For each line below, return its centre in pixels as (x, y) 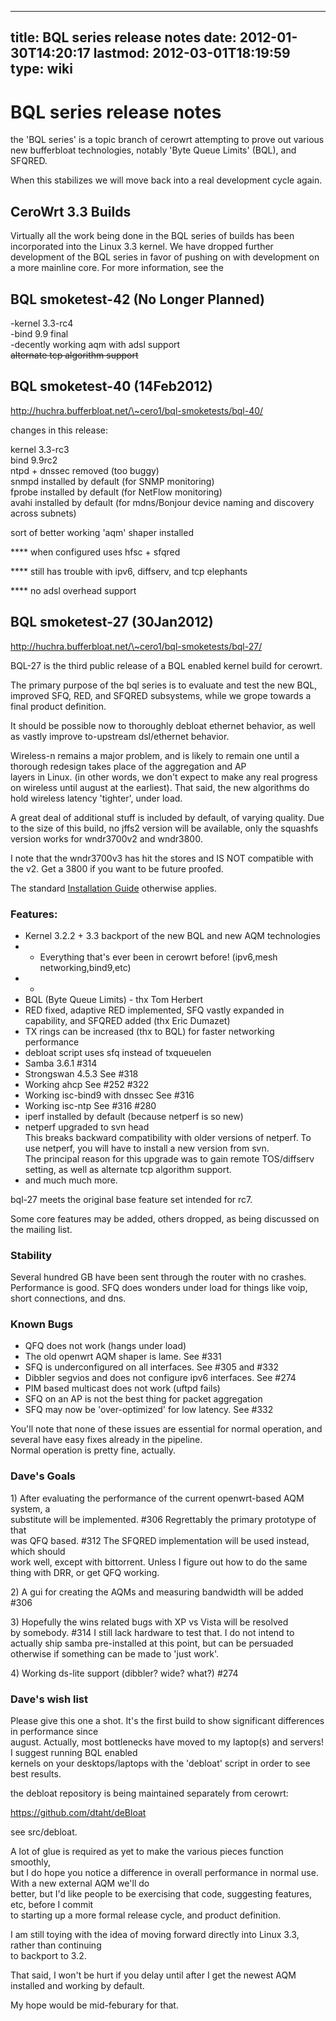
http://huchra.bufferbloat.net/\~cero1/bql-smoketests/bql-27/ (136, 646)
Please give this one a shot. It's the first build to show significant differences (167, 1721)
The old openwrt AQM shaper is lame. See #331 (123, 1357)
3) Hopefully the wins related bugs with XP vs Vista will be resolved (149, 1622)
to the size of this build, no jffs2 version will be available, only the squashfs (164, 828)
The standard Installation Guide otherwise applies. (114, 888)
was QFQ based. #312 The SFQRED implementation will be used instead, (160, 1540)
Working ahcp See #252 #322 (87, 1084)
